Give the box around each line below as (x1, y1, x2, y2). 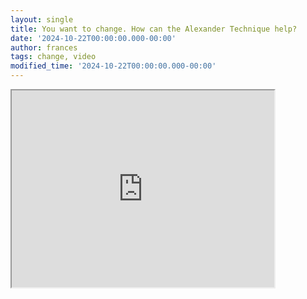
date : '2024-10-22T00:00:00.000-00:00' (10, 33, 177, 43)
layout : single (10, 14, 74, 25)
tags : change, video (10, 52, 97, 62)
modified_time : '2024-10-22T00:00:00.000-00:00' (10, 61, 217, 71)
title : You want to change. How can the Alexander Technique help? (10, 24, 298, 34)
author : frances (10, 42, 78, 53)
